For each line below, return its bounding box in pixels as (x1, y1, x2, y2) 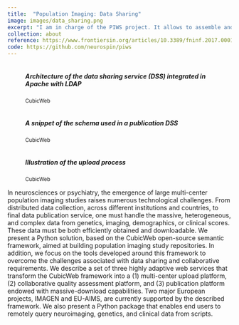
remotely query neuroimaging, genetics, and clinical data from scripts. (7, 309, 213, 318)
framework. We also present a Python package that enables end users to (7, 301, 221, 310)
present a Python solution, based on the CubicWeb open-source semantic (7, 233, 225, 242)
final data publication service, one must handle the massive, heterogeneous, (7, 211, 231, 220)
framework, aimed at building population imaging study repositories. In (7, 241, 215, 249)
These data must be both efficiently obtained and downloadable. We (7, 226, 208, 234)
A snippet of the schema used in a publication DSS (25, 118, 179, 127)
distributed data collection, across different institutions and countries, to (7, 203, 219, 212)
